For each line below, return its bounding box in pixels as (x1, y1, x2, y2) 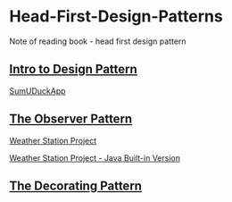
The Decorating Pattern (9, 178, 143, 193)
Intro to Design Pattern (9, 62, 138, 77)
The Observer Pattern (9, 112, 133, 127)
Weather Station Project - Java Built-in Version (9, 152, 181, 163)
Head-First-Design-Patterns (9, 6, 223, 27)
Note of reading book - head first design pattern (9, 36, 186, 46)
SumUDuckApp (9, 85, 66, 96)
